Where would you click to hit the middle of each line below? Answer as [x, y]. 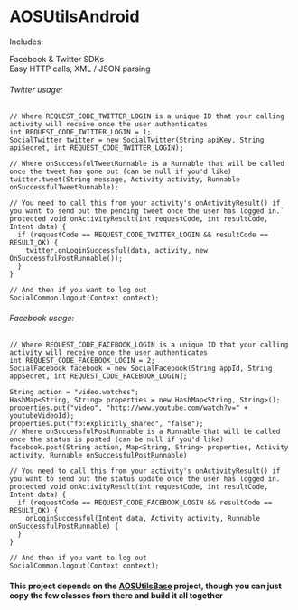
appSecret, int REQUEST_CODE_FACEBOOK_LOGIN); [98, 376]
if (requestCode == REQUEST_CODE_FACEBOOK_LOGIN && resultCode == [145, 503]
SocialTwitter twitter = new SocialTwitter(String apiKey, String [137, 140]
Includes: [26, 42]
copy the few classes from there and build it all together [116, 595]
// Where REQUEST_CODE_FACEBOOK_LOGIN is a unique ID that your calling [149, 345]
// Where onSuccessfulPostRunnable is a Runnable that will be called [145, 432]
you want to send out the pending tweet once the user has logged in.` [147, 211]
